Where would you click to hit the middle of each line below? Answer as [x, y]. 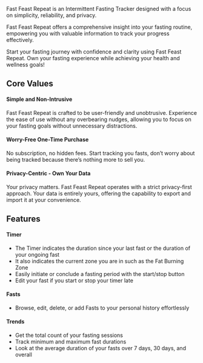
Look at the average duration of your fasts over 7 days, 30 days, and [101, 348]
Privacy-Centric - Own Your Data [48, 173]
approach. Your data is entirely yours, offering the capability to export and [98, 193]
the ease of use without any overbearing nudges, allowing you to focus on [99, 119]
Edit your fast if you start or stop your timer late [74, 280]
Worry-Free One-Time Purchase [48, 140]
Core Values [30, 84]
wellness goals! [26, 64]
